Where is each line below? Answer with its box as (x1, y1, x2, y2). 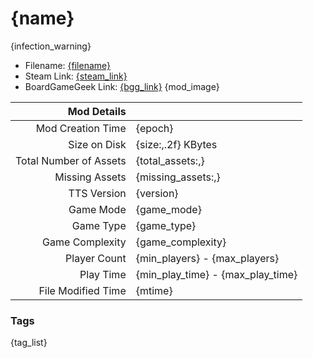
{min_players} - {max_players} (135, 251, 280, 265)
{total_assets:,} (135, 153, 205, 167)
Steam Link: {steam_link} (24, 70, 128, 82)
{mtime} (135, 283, 173, 297)
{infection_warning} (10, 40, 92, 52)
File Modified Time (38, 283, 127, 297)
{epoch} (135, 121, 174, 135)
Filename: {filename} (24, 59, 112, 71)
